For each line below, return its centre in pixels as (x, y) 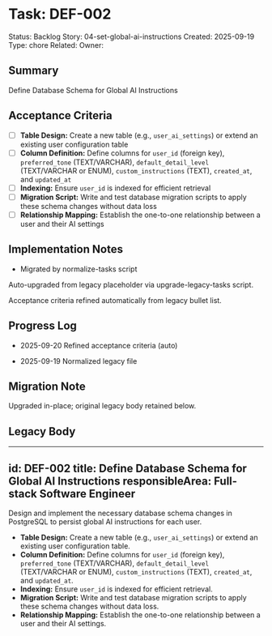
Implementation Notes (66, 249)
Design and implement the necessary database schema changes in (121, 513)
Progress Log (42, 326)
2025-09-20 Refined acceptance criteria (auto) (99, 345)
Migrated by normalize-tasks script (79, 269)
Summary (34, 71)
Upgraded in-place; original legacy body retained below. (102, 406)
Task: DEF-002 (60, 14)
